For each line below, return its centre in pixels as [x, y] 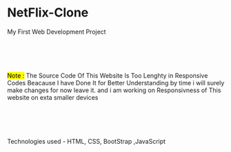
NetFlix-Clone [48, 13]
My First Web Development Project [57, 32]
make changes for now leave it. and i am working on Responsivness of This [114, 90]
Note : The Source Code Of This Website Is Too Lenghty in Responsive [108, 75]
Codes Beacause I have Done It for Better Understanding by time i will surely [116, 83]
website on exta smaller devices [53, 97]
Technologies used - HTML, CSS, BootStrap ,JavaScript [87, 141]
